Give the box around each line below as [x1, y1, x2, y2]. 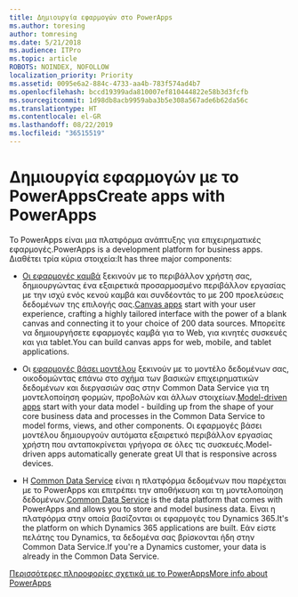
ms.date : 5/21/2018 [9, 37, 82, 47]
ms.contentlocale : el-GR [9, 112, 101, 121]
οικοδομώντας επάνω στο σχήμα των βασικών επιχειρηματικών [21, 373, 260, 383]
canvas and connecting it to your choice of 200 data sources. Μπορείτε [21, 318, 286, 328]
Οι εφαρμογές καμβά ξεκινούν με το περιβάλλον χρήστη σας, [21, 270, 253, 281]
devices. [21, 457, 54, 468]
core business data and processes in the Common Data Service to [21, 410, 265, 421]
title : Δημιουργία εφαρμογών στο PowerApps [9, 12, 173, 22]
